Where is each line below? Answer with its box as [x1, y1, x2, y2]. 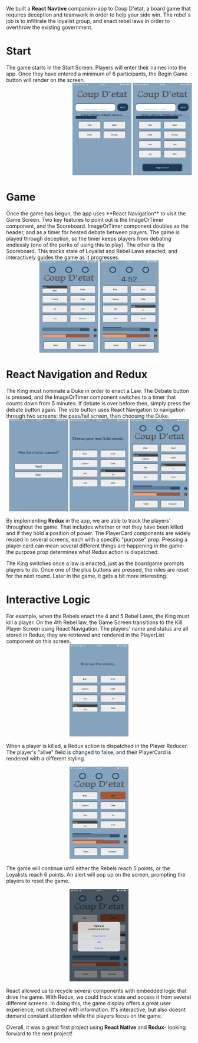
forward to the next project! [6, 1029, 72, 1037]
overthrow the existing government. [6, 24, 93, 31]
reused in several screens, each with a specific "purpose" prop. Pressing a [6, 536, 188, 543]
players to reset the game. [6, 877, 70, 884]
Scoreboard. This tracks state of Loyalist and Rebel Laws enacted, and [6, 247, 178, 254]
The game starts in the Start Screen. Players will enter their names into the [6, 64, 187, 71]
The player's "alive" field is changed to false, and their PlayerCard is [6, 749, 171, 756]
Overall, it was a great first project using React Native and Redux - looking [6, 1024, 186, 1031]
